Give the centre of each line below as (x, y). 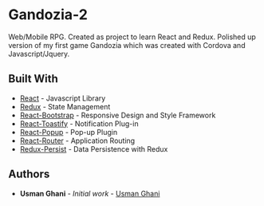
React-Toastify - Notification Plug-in (79, 123)
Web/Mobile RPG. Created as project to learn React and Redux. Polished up (132, 37)
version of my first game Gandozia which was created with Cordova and (127, 45)
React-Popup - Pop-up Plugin (69, 132)
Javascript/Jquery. (39, 53)
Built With (33, 79)
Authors (29, 174)
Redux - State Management (65, 106)
